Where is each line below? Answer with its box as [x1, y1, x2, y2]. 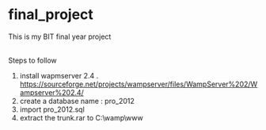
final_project [8, 6, 93, 24]
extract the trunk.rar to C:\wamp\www [19, 113, 144, 122]
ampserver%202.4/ [19, 87, 85, 97]
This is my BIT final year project [8, 32, 112, 41]
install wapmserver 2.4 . [19, 71, 99, 80]
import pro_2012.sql [19, 105, 85, 114]
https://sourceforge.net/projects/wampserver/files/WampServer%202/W [19, 79, 258, 89]
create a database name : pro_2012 [19, 96, 135, 105]
